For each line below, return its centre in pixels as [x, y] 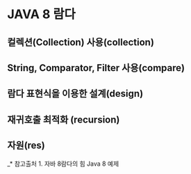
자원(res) [26, 146]
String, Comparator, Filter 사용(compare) [96, 68]
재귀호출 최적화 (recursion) [64, 119]
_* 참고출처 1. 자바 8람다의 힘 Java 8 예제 [63, 164]
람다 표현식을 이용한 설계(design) [75, 94]
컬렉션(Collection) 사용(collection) [81, 42]
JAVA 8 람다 [42, 14]
